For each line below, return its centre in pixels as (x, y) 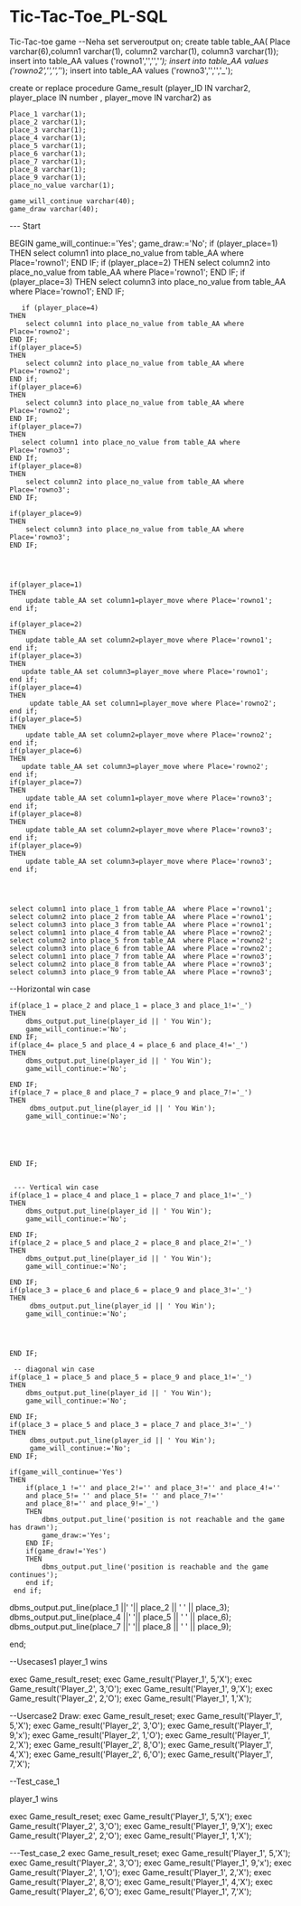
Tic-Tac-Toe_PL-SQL (89, 17)
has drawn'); (34, 1527)
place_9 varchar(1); (48, 177)
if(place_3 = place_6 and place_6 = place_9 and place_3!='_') (131, 1290)
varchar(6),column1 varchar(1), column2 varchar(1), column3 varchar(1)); (144, 51)
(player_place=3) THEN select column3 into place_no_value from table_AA (148, 281)
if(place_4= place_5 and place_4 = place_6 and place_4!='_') (129, 1045)
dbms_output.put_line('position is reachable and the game (155, 1567)
